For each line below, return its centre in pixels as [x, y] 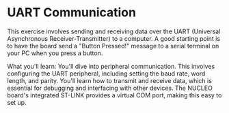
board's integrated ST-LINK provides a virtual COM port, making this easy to [114, 95]
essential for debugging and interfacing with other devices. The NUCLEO [110, 88]
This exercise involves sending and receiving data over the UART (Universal [114, 31]
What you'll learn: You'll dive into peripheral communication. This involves [111, 66]
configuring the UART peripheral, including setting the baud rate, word [106, 74]
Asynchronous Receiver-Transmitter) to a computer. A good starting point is [114, 38]
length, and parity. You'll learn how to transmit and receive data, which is [109, 80]
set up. [17, 102]
